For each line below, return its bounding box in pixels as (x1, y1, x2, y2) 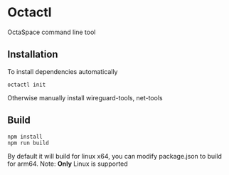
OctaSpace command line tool (7, 28, 96, 36)
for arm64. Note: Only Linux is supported (7, 159, 128, 168)
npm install (7, 133, 43, 140)
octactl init (7, 81, 46, 88)
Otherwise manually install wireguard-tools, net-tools (7, 93, 163, 102)
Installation (7, 48, 58, 60)
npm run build (7, 139, 50, 147)
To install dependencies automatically (7, 67, 118, 75)
